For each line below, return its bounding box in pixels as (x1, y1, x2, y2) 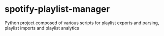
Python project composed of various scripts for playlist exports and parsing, (4, 20, 160, 26)
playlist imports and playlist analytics (4, 25, 79, 31)
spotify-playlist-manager (4, 3, 110, 15)
